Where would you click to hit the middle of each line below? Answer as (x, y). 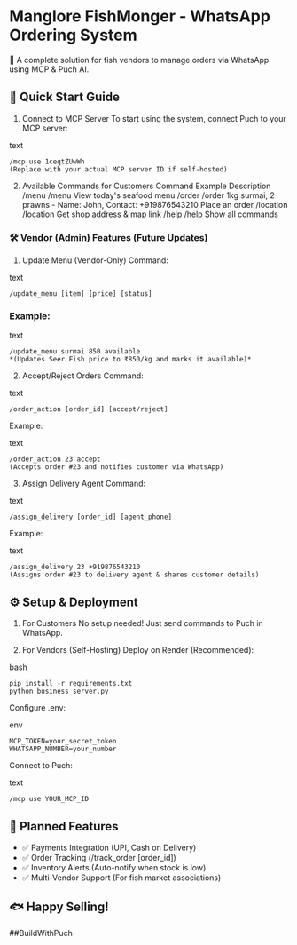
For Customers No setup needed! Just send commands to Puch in (142, 623)
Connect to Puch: (41, 766)
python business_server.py (59, 691)
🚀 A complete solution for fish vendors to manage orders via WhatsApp (139, 60)
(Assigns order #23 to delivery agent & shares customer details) (134, 575)
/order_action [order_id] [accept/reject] (89, 409)
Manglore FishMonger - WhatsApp (140, 16)
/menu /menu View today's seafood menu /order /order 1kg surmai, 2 (148, 195)
